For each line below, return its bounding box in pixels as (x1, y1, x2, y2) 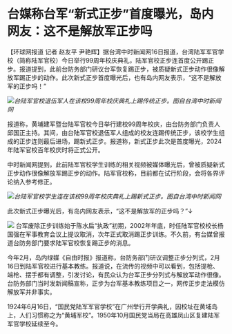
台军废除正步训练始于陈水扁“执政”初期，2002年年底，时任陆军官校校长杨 (15, 221, 224, 229)
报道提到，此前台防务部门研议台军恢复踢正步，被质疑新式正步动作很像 (19, 65, 219, 73)
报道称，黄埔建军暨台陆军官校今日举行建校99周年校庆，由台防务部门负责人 (7, 120, 221, 128)
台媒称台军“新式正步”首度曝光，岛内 (7, 6, 214, 22)
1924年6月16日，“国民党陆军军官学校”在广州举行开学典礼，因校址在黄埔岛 (7, 302, 218, 311)
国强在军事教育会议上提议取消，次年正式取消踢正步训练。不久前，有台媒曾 (7, 230, 219, 238)
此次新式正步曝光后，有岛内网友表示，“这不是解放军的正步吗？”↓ (7, 207, 193, 215)
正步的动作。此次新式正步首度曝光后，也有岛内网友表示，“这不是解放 (25, 73, 222, 81)
